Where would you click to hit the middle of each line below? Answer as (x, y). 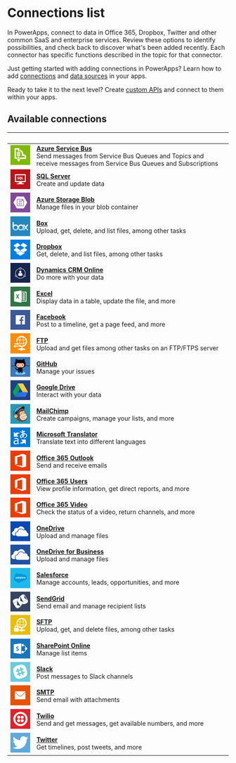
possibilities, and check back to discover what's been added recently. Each (116, 47)
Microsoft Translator (67, 435)
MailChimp (52, 411)
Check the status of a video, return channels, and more (116, 512)
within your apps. (32, 97)
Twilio (45, 716)
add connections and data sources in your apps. (77, 76)
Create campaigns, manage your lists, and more (105, 418)
